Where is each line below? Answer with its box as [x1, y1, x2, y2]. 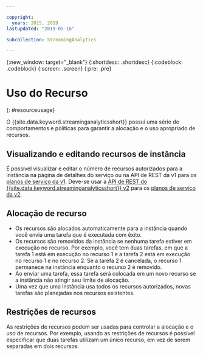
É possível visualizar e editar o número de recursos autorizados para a [6, 165, 183, 172]
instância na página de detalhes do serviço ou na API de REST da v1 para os [6, 172, 197, 178]
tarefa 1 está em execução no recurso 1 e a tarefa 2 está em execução [15, 250, 191, 257]
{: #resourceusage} [6, 106, 55, 114]
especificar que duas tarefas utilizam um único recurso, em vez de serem [6, 336, 190, 343]
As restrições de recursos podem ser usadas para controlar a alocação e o [6, 323, 194, 330]
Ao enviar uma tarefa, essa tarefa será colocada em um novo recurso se [15, 270, 196, 277]
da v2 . [6, 191, 22, 198]
